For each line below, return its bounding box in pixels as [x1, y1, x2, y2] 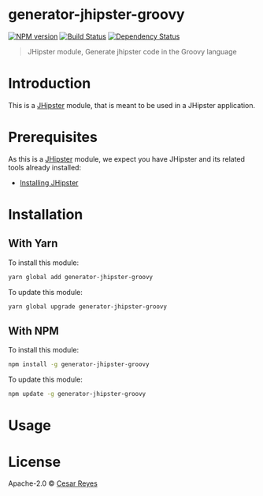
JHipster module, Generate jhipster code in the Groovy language [27, 47, 238, 56]
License [8, 453, 61, 471]
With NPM [8, 324, 59, 338]
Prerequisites [8, 129, 98, 147]
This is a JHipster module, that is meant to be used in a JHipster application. [8, 100, 256, 110]
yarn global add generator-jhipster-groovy [8, 273, 154, 281]
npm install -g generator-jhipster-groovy [8, 360, 150, 368]
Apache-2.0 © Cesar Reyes [8, 479, 98, 488]
